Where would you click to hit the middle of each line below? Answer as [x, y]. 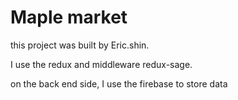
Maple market [69, 17]
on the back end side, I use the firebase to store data [119, 83]
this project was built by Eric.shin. [80, 45]
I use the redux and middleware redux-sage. [101, 64]
